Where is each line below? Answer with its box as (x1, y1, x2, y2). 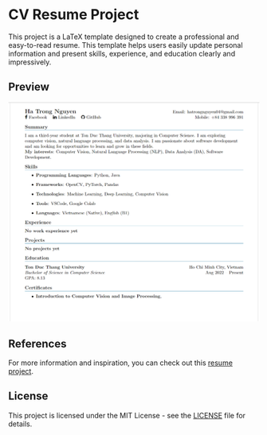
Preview (8, 80, 50, 94)
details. (8, 419, 33, 429)
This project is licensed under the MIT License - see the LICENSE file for (8, 410, 245, 420)
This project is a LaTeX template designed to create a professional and (8, 32, 239, 41)
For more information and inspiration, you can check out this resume (8, 358, 234, 367)
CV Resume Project (8, 6, 139, 24)
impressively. (8, 57, 52, 67)
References (8, 336, 67, 351)
